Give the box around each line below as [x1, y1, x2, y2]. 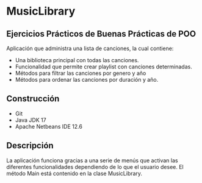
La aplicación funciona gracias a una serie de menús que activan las [6, 157, 178, 164]
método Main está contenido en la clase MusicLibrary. [6, 170, 142, 177]
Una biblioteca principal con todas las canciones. [15, 57, 139, 63]
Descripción [6, 140, 54, 151]
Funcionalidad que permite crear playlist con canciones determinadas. [15, 63, 192, 70]
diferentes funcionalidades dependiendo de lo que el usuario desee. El [6, 163, 184, 170]
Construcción [6, 93, 60, 104]
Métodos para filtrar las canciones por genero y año [15, 70, 146, 77]
